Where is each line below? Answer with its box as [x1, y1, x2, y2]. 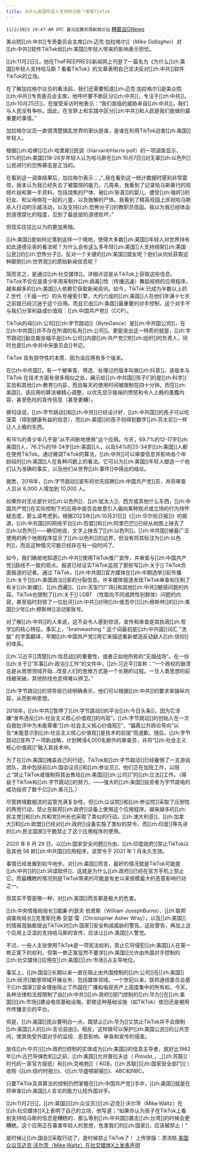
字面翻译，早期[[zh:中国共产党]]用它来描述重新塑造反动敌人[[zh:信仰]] [20, 633, 189, 640]
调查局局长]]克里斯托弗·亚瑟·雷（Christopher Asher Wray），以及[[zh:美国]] [6, 914, 186, 921]
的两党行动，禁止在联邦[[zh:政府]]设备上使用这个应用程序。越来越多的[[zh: [6, 805, 186, 812]
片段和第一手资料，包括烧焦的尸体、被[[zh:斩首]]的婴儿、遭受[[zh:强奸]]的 [11, 189, 190, 196]
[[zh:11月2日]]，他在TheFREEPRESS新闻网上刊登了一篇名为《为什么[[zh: [6, 58, 181, 65]
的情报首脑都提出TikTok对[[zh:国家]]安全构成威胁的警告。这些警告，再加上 [6, 922, 186, 929]
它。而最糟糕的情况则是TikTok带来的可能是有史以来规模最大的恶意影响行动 [6, 875, 186, 882]
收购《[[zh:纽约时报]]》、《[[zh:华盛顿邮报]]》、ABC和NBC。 [6, 1067, 148, 1074]
